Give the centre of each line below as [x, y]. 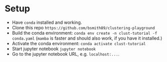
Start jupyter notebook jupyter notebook [54, 49]
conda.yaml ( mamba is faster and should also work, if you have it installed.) [87, 38]
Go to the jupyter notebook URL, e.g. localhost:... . [66, 54]
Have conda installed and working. [47, 22]
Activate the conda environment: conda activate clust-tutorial [79, 43]
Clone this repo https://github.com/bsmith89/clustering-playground [83, 27]
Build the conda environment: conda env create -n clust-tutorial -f [85, 33]
